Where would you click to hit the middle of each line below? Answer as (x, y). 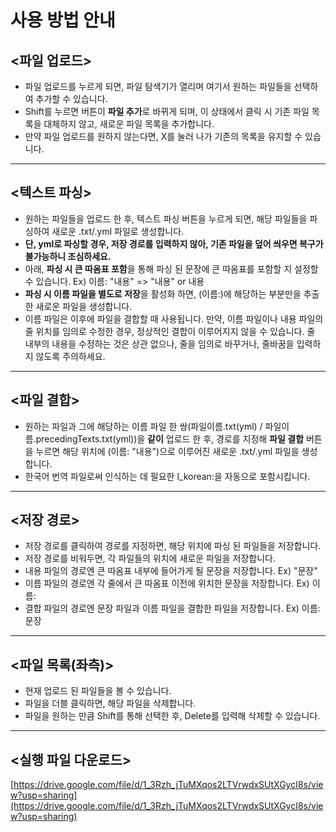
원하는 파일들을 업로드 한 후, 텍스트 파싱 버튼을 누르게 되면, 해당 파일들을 (166, 218)
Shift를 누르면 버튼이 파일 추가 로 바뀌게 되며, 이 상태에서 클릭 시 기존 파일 (167, 111)
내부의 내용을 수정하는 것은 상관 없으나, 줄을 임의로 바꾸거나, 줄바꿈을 (159, 343)
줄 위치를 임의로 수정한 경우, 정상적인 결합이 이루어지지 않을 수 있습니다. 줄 (170, 331)
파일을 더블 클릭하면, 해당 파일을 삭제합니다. (110, 703)
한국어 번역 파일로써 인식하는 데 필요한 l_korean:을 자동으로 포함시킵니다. (167, 476)
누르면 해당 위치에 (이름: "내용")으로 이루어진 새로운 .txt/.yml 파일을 (167, 451)
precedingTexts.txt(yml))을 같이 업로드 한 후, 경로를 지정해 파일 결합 (170, 438)
